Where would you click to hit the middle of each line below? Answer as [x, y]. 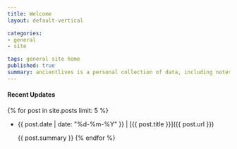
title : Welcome [30, 14]
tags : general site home [44, 59]
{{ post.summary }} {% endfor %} [66, 138]
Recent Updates [31, 95]
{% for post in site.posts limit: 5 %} [58, 110]
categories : [25, 33]
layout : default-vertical [45, 20]
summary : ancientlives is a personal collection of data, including [110, 72]
